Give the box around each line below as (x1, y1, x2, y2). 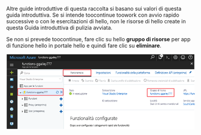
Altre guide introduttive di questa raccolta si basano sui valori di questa (6, 5, 182, 12)
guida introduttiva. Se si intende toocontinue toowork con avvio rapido (6, 11, 179, 19)
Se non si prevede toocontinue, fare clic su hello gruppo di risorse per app (6, 36, 191, 42)
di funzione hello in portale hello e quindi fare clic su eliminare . (6, 42, 162, 49)
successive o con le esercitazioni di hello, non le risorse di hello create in (6, 18, 186, 24)
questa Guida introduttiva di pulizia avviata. (6, 24, 112, 31)
